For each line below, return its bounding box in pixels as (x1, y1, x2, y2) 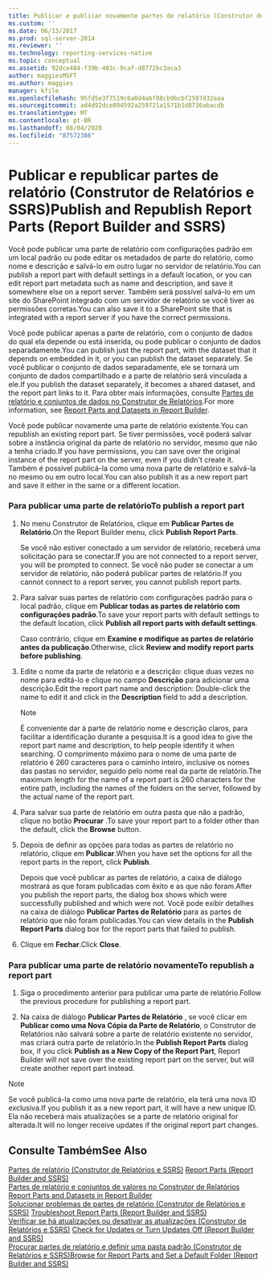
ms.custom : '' (8, 19, 56, 27)
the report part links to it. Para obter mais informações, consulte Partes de (8, 388, 254, 397)
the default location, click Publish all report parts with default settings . (19, 618, 258, 628)
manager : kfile (8, 86, 59, 95)
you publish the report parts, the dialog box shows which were (19, 890, 227, 899)
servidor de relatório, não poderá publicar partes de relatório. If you (19, 568, 243, 578)
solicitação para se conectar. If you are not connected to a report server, (19, 551, 259, 561)
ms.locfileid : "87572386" (8, 131, 95, 139)
